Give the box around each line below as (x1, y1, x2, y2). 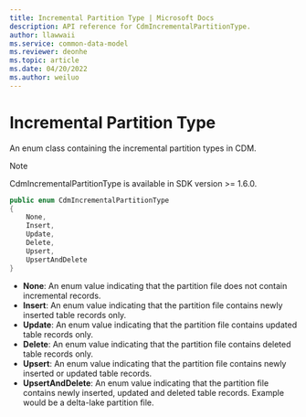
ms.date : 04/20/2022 (9, 65, 89, 74)
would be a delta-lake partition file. (22, 397, 154, 408)
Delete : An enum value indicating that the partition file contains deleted (22, 338, 291, 349)
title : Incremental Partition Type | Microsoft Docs (9, 13, 215, 23)
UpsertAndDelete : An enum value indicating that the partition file (22, 377, 269, 389)
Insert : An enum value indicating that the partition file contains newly (22, 299, 283, 311)
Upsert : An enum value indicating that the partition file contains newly (22, 358, 287, 369)
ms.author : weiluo (9, 73, 79, 82)
